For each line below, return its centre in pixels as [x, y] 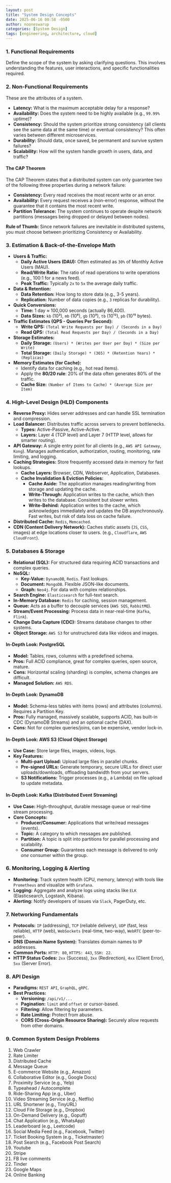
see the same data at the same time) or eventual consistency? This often [89, 129]
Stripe [19, 1153]
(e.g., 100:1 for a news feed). [51, 278]
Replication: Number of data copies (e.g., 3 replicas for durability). [91, 300]
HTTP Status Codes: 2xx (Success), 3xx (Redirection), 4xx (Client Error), [89, 958]
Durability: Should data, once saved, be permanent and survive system [88, 140]
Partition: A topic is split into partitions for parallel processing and [90, 839]
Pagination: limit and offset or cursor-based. [70, 1004]
